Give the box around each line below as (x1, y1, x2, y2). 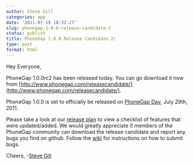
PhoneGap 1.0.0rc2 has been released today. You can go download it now (6, 74, 184, 81)
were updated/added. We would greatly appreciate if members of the (6, 122, 173, 129)
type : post (6, 42, 33, 48)
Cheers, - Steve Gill (6, 152, 51, 159)
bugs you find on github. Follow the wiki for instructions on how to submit (6, 134, 183, 142)
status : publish (6, 31, 46, 36)
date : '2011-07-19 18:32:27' (6, 19, 77, 25)
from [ (6, 80, 21, 87)
